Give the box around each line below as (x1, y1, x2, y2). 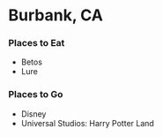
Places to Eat (8, 37, 65, 49)
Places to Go (8, 88, 63, 101)
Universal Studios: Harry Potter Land (20, 118, 155, 128)
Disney (20, 108, 47, 119)
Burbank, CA (8, 5, 103, 26)
